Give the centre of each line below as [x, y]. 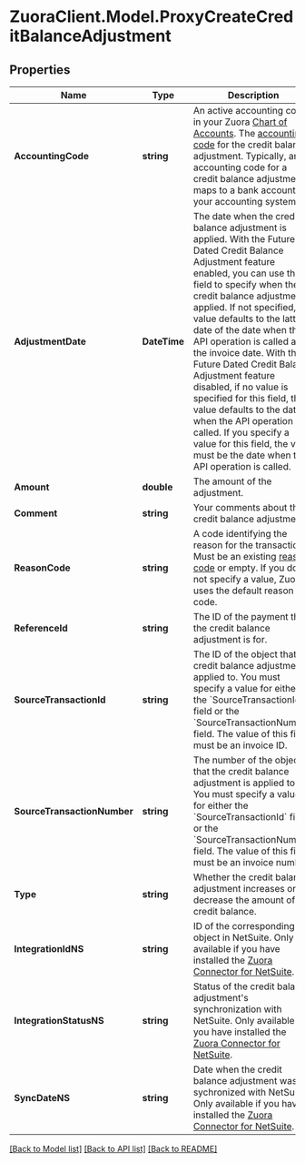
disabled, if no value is [241, 387]
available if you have [236, 949]
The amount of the [232, 481]
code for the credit [232, 145]
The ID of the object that [245, 654]
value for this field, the [241, 444]
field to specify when [238, 284]
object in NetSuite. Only [243, 937]
